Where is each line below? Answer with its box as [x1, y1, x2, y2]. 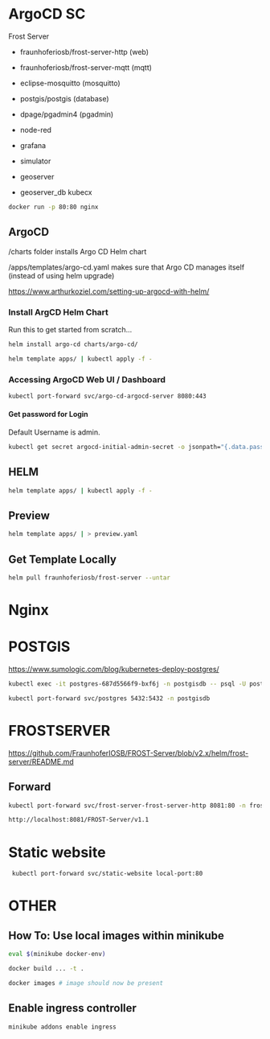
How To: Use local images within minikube [8, 929, 225, 942]
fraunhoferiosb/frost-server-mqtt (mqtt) [19, 62, 153, 72]
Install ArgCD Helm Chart [8, 307, 108, 318]
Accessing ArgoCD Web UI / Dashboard [8, 373, 166, 385]
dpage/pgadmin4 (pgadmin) [19, 109, 114, 119]
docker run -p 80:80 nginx [8, 203, 99, 211]
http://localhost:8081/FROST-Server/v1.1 [8, 816, 149, 824]
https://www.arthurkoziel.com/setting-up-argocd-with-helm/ [8, 287, 210, 296]
